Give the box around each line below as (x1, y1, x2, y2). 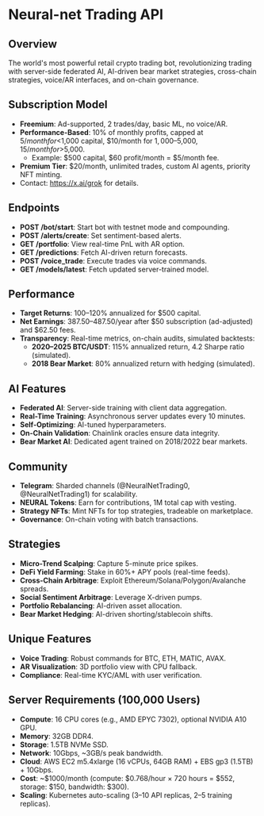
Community (8, 460, 68, 473)
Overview (8, 37, 58, 51)
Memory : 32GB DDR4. (19, 731, 94, 741)
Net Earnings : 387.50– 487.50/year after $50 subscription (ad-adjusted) (19, 317, 254, 326)
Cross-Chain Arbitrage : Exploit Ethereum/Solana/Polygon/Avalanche (19, 575, 247, 585)
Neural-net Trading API (8, 6, 164, 24)
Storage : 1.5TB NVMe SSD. (19, 740, 109, 749)
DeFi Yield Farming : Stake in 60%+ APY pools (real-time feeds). (19, 567, 231, 576)
